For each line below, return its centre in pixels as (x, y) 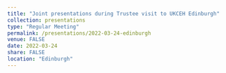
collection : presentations (46, 20)
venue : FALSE (26, 40)
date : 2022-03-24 (32, 46)
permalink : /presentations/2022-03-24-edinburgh (79, 33)
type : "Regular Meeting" (43, 26)
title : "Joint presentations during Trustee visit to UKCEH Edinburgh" (113, 14)
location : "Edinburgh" (40, 59)
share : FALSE (26, 53)
